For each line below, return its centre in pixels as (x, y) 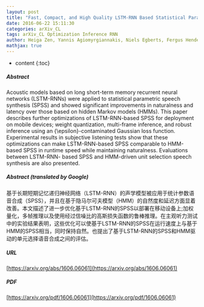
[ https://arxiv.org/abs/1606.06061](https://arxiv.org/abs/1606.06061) (92, 268)
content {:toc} (32, 63)
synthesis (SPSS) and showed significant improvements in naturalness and (100, 105)
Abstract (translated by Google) (48, 177)
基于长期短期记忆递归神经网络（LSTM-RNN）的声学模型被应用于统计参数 (98, 193)
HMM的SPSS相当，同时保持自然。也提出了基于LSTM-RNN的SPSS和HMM (98, 231)
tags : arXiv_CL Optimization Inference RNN (62, 35)
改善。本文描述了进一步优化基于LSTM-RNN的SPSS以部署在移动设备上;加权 (100, 208)
